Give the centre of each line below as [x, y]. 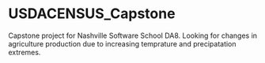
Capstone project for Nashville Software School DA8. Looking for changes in [133, 35]
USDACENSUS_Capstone [92, 14]
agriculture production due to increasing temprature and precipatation [122, 43]
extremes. [25, 52]
